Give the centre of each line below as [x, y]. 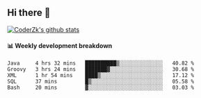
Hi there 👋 [29, 13]
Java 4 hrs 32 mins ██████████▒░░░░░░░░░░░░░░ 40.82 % [101, 63]
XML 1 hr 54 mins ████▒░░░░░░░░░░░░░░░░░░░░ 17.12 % [101, 76]
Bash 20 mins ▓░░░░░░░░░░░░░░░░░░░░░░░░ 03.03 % [101, 88]
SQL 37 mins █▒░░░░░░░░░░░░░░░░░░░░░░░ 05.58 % [101, 82]
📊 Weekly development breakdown [60, 46]
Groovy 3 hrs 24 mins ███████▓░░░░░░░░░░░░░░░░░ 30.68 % [101, 70]
